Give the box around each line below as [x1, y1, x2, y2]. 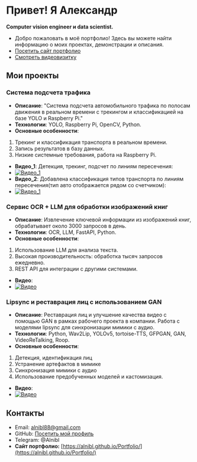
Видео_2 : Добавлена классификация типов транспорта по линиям [14, 175, 184, 182]
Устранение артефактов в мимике [14, 361, 101, 368]
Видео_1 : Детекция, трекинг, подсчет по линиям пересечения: [14, 162, 173, 169]
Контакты [6, 408, 44, 418]
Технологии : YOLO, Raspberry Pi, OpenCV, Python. [14, 121, 142, 128]
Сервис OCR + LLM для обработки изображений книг [6, 203, 169, 211]
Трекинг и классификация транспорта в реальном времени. [14, 139, 167, 146]
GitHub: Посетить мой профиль [14, 430, 94, 437]
